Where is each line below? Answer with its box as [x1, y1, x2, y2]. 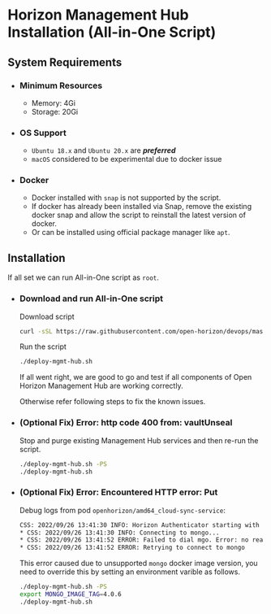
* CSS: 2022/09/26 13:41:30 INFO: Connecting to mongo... [19, 529, 220, 537]
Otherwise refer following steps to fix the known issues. [19, 397, 206, 407]
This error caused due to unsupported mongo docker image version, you [19, 559, 258, 568]
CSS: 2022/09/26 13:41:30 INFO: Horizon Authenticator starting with [19, 520, 260, 529]
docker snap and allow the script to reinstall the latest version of [31, 210, 247, 220]
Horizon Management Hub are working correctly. [19, 381, 183, 391]
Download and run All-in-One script [19, 293, 164, 304]
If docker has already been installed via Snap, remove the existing [31, 202, 252, 211]
